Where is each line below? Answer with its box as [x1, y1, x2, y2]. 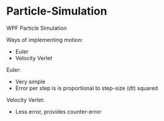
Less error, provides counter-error [15, 108, 102, 115]
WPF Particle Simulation [6, 24, 67, 32]
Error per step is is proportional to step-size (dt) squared [15, 84, 158, 92]
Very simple [15, 78, 46, 85]
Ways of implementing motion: [6, 36, 84, 43]
